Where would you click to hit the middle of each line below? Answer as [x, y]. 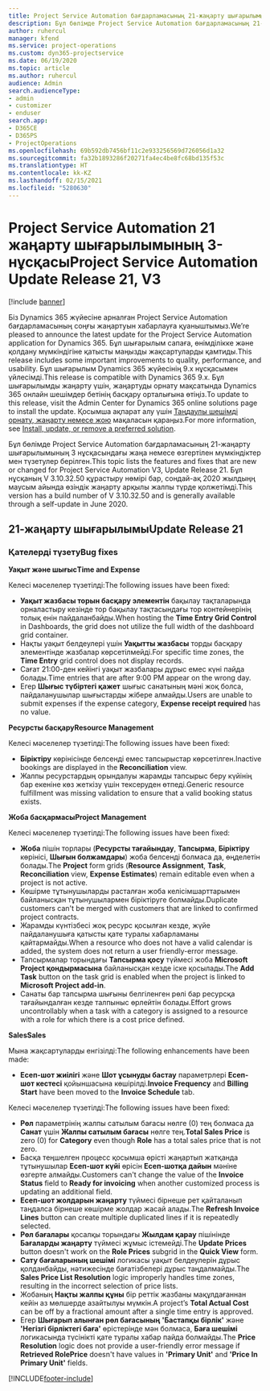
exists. [31, 801]
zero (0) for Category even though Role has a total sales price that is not [140, 1141]
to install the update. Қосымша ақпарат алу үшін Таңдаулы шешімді [123, 411]
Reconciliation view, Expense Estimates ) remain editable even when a [137, 874]
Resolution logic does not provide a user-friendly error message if [130, 1346]
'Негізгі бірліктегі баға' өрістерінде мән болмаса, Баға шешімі [129, 1329]
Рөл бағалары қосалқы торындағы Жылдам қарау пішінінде [125, 1235]
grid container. [44, 635]
